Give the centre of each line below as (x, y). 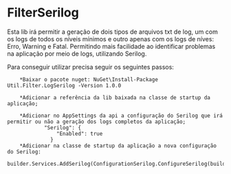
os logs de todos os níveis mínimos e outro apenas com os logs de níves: (111, 39)
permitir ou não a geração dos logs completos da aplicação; (97, 122)
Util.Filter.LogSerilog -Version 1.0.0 (64, 85)
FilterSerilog (43, 13)
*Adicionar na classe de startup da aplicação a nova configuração (118, 146)
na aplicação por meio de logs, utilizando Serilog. (77, 54)
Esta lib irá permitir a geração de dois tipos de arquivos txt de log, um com (112, 32)
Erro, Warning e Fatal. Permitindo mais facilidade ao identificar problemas (111, 46)
